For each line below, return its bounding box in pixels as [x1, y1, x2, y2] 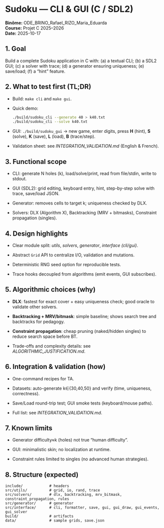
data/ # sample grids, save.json [5, 518, 105, 523]
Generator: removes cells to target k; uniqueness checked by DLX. [12, 200, 147, 206]
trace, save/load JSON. [12, 191, 60, 197]
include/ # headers [5, 484, 69, 488]
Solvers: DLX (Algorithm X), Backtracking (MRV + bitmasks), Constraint [12, 210, 157, 216]
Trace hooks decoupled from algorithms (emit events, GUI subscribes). [12, 271, 157, 277]
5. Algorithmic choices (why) [5, 285, 96, 294]
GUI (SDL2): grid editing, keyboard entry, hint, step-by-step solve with [12, 185, 155, 191]
